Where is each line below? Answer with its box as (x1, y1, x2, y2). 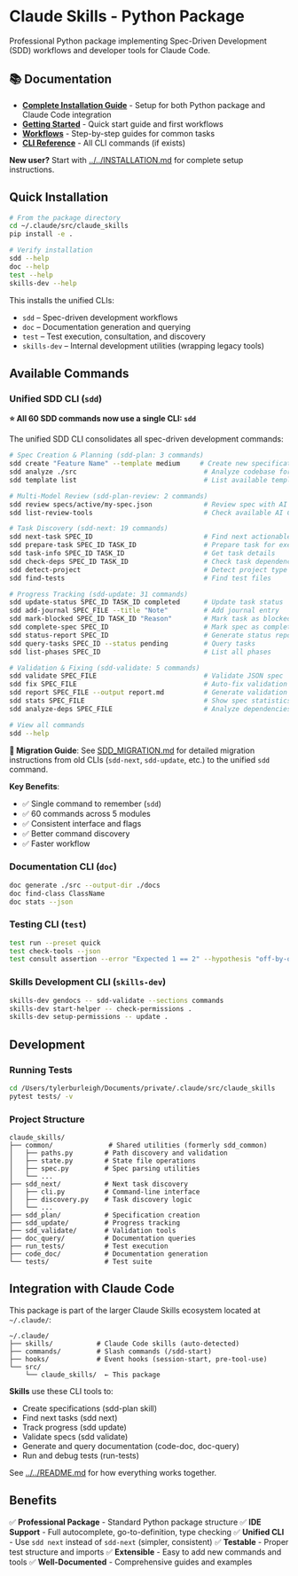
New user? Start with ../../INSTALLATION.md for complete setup (9, 154, 244, 165)
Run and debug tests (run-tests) (21, 1450, 140, 1461)
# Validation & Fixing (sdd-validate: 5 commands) (9, 663, 200, 672)
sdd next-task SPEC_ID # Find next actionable (9, 532, 292, 542)
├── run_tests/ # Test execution (9, 1242, 169, 1251)
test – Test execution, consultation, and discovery (21, 331, 206, 341)
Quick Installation (9, 190, 109, 205)
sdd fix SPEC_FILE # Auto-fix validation (9, 680, 288, 689)
